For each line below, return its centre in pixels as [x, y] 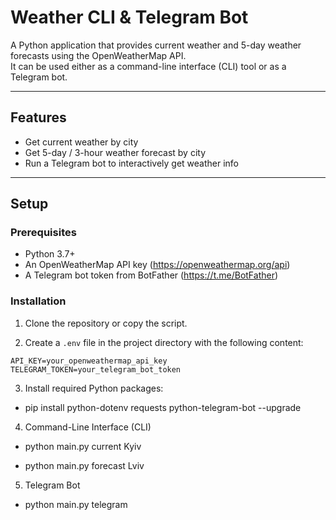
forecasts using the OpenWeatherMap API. [98, 55]
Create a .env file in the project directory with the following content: [164, 342]
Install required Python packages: [94, 388]
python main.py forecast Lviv [84, 465]
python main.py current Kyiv [83, 446]
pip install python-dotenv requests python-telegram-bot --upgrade [163, 407]
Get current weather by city [81, 142]
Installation [38, 301]
